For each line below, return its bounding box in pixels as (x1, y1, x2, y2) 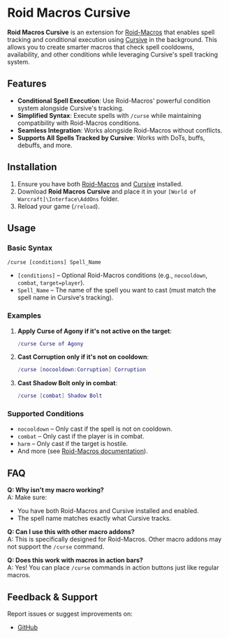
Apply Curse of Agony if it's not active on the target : (17, 327, 172, 335)
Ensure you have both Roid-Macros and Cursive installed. (17, 179, 183, 188)
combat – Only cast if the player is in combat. (17, 432, 145, 440)
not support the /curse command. (7, 542, 105, 551)
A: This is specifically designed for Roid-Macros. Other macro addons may (7, 535, 222, 544)
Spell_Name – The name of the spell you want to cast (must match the (17, 286, 216, 295)
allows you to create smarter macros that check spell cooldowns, (7, 43, 195, 51)
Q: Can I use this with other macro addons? (7, 528, 135, 536)
